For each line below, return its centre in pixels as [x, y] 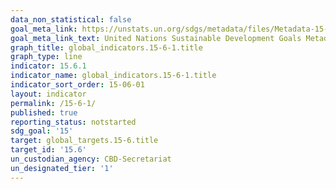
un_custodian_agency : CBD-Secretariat [91, 159]
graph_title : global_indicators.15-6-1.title [106, 47]
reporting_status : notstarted [73, 122]
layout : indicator [48, 94]
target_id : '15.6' [48, 150]
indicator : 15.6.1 [48, 66]
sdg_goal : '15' [42, 131]
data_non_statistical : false [71, 19]
